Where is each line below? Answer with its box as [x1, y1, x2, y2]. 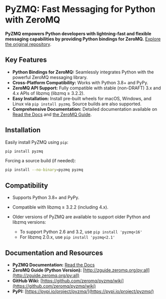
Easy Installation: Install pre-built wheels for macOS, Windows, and [12, 95, 152, 101]
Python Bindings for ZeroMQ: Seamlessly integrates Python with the [12, 69, 154, 75]
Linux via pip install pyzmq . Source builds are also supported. [12, 101, 142, 107]
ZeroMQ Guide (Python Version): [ [12, 267, 85, 273]
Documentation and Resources [5, 249, 103, 257]
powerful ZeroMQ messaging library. [12, 74, 88, 80]
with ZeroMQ [5, 14, 61, 25]
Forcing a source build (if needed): [5, 158, 76, 164]
